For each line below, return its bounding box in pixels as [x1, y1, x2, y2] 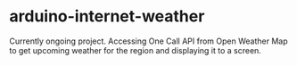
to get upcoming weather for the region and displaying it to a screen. [9, 45, 261, 55]
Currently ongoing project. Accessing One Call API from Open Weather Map [9, 36, 288, 46]
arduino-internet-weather [9, 6, 205, 27]
